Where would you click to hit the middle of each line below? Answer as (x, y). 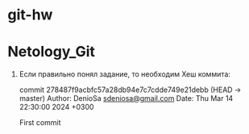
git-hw (30, 15)
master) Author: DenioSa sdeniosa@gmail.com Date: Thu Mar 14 (126, 98)
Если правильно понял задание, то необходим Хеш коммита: (125, 74)
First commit (40, 123)
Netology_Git (52, 52)
